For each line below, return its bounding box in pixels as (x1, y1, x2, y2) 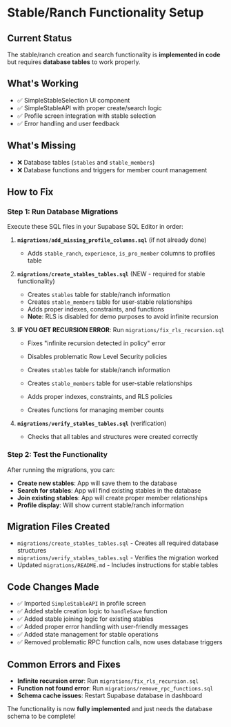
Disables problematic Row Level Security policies (27, 353, 168, 361)
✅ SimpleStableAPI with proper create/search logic (17, 103, 162, 112)
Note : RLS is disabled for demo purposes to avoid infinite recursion (27, 312, 219, 321)
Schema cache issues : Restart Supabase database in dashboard (17, 691, 202, 700)
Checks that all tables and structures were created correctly (27, 433, 199, 441)
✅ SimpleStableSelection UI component (17, 96, 130, 104)
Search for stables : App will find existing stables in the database (17, 486, 201, 494)
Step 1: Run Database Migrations (7, 207, 119, 216)
